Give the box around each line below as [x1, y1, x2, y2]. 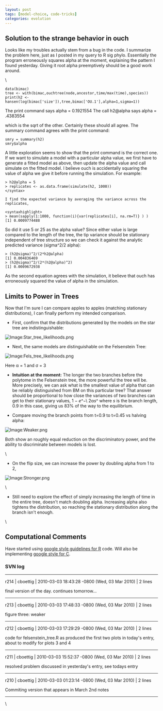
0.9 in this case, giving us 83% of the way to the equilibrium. [12, 403, 133, 409]
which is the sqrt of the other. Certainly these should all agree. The [5, 123, 139, 128]
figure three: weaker [5, 611, 46, 618]
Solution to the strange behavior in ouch [5, 34, 129, 42]
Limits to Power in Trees [5, 292, 79, 301]
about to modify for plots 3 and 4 [5, 640, 71, 646]
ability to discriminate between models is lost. [5, 442, 97, 447]
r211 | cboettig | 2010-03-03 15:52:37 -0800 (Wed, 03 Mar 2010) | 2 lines [5, 654, 151, 660]
